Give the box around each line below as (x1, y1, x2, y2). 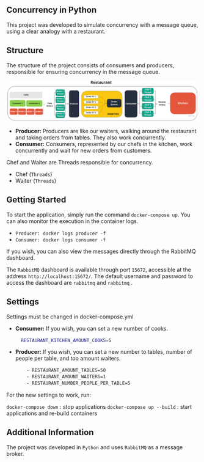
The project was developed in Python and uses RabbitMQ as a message (6, 443, 183, 451)
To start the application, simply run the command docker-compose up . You (6, 211, 191, 218)
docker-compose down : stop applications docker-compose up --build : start (6, 403, 192, 411)
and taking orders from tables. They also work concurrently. (15, 134, 167, 141)
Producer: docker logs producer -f (15, 230, 106, 237)
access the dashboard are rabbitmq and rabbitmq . (6, 279, 133, 286)
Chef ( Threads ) (15, 170, 53, 178)
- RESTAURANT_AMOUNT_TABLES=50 (26, 367, 106, 373)
